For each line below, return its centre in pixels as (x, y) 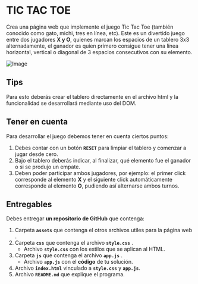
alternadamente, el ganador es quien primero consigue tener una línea (92, 46)
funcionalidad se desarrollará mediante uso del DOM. (71, 103)
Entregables (29, 204)
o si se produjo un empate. (48, 167)
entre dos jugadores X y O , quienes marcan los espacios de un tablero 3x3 (98, 39)
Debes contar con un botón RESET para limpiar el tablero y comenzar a (100, 148)
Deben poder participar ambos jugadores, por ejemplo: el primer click (100, 173)
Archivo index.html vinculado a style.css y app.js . (78, 268)
